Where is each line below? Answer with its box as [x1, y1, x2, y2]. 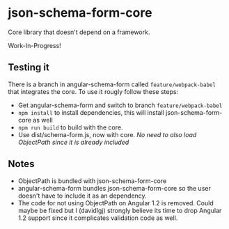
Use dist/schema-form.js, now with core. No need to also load [17, 130, 197, 139]
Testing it [8, 61, 49, 74]
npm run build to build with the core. [17, 123, 123, 132]
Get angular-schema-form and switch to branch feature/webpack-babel [17, 101, 223, 109]
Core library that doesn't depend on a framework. [8, 28, 150, 36]
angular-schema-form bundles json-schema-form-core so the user [17, 184, 211, 192]
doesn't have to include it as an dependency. [17, 191, 147, 200]
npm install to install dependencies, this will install [17, 108, 164, 116]
